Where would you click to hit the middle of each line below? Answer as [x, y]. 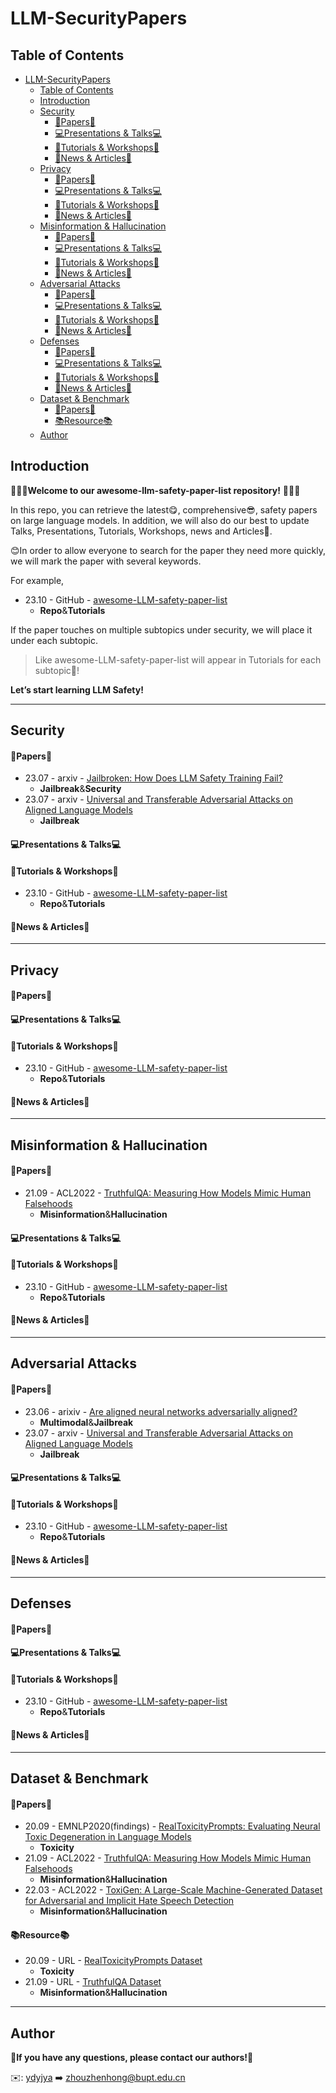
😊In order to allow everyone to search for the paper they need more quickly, [168, 550]
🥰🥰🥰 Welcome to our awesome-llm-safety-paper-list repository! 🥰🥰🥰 [155, 490]
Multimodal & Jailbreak [86, 1422]
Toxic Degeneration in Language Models [108, 1837]
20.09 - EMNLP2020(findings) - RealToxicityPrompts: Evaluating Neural [172, 1826]
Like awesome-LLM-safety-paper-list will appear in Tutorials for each [178, 659]
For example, [37, 580]
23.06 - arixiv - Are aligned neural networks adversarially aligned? [161, 1411]
